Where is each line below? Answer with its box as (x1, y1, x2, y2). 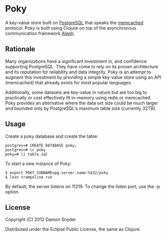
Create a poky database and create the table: (5, 133, 98, 139)
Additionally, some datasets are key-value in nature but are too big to (5, 89, 147, 95)
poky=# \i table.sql (5, 152, 48, 157)
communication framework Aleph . (5, 30, 75, 36)
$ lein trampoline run (5, 174, 52, 180)
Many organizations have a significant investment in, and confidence (5, 58, 147, 64)
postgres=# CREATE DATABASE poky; (5, 143, 77, 148)
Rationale (5, 45, 35, 53)
